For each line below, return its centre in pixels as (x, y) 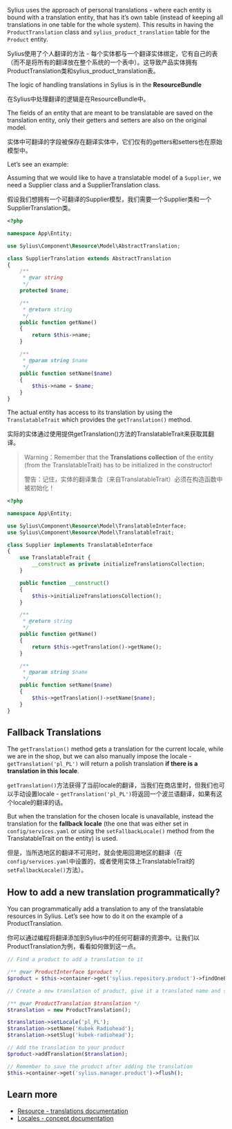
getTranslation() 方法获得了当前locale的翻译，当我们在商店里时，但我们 (110, 785)
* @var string (43, 278)
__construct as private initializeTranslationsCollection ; (119, 564)
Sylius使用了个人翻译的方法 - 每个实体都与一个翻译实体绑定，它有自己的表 (113, 54)
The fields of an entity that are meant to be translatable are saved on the (110, 113)
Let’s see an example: (38, 164)
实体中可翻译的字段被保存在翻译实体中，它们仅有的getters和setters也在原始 (115, 142)
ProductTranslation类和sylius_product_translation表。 (83, 71)
